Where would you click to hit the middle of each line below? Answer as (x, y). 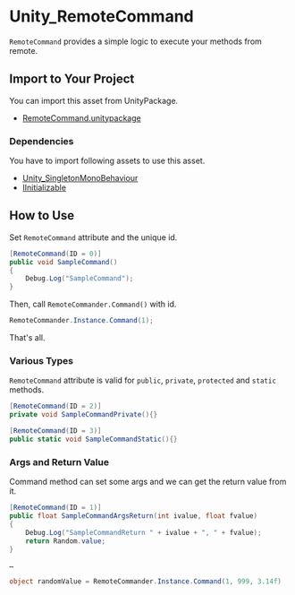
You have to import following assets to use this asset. (107, 161)
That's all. (27, 338)
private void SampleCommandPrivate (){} (84, 415)
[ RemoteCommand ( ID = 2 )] (55, 406)
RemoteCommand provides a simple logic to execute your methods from (135, 41)
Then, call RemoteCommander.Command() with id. (93, 304)
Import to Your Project (72, 79)
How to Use (42, 216)
